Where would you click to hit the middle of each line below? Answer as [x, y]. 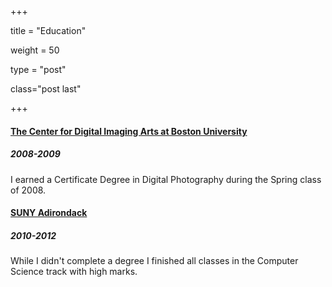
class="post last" [46, 89]
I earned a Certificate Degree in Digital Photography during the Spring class [166, 179]
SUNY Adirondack [49, 213]
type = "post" [38, 69]
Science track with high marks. [74, 272]
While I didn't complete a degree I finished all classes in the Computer [154, 261]
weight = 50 [35, 50]
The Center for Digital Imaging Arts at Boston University [129, 131]
